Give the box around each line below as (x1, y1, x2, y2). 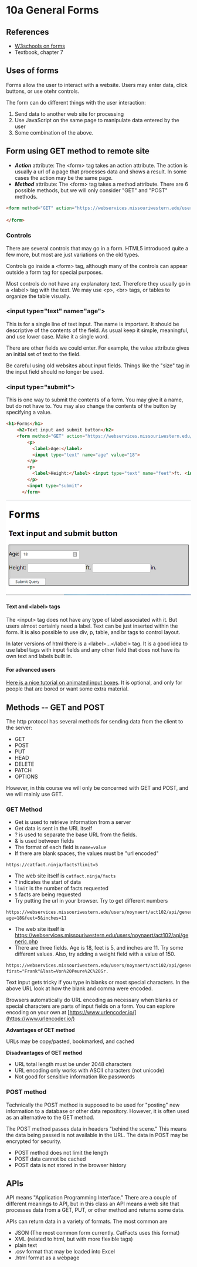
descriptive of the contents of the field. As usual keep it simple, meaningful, (6, 327, 189, 334)
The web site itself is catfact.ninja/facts (14, 872, 116, 879)
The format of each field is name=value (14, 844, 107, 851)
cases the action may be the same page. (14, 174, 113, 181)
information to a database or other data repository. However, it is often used (6, 1107, 189, 1114)
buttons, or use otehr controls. (6, 88, 80, 95)
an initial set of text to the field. (6, 350, 81, 357)
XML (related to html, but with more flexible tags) (14, 1235, 133, 1243)
